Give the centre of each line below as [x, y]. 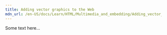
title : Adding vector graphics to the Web [50, 9]
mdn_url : [14, 14]
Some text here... [23, 28]
